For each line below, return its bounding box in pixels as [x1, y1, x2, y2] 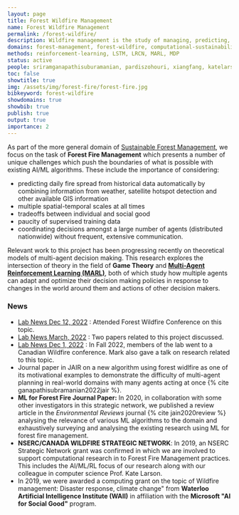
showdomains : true [7, 97, 62, 104]
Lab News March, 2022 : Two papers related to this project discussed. [17, 333, 224, 341]
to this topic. [17, 355, 55, 364]
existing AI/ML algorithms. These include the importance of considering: [7, 165, 219, 174]
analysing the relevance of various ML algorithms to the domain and [17, 416, 218, 425]
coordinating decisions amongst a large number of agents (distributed [17, 224, 223, 233]
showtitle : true [7, 76, 55, 84]
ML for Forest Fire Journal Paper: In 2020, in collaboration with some [17, 393, 222, 402]
